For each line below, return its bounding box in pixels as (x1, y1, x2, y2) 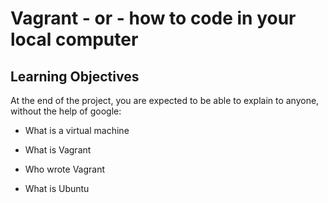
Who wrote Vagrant (24, 163, 106, 175)
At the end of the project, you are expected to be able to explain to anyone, (10, 95, 320, 106)
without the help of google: (10, 105, 122, 117)
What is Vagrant (24, 144, 92, 156)
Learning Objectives (10, 68, 140, 85)
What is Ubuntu (24, 183, 90, 194)
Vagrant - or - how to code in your (10, 7, 297, 30)
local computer (10, 28, 139, 51)
